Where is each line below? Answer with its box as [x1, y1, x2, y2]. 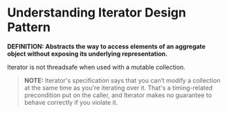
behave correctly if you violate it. [24, 98, 118, 106]
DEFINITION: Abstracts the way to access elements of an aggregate [7, 42, 206, 50]
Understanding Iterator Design [7, 5, 187, 21]
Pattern [7, 19, 51, 35]
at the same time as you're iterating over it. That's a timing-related [24, 83, 213, 92]
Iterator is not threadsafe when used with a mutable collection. [7, 63, 185, 71]
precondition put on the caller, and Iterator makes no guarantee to [24, 91, 212, 99]
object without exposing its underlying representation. [7, 50, 168, 58]
